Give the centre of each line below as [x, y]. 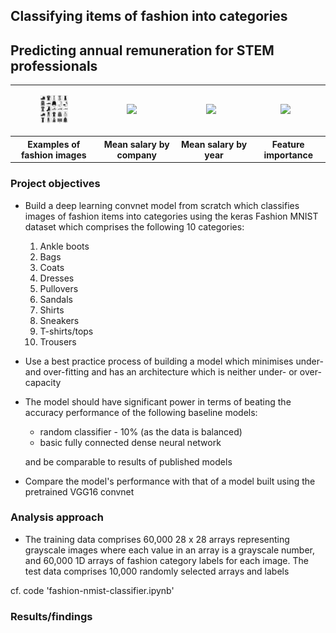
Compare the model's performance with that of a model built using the [170, 481]
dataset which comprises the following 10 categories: [134, 226]
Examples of [54, 144]
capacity [43, 382]
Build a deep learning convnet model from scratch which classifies [162, 205]
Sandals [56, 299]
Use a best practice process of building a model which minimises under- [174, 361]
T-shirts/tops [66, 331]
